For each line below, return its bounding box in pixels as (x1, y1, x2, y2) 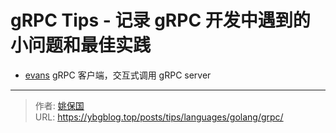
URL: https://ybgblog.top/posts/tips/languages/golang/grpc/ (34, 111, 284, 123)
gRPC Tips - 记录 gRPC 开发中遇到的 (10, 9, 311, 32)
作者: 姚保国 (34, 99, 85, 111)
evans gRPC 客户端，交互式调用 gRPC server (24, 69, 212, 81)
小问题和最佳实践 (10, 34, 152, 57)
